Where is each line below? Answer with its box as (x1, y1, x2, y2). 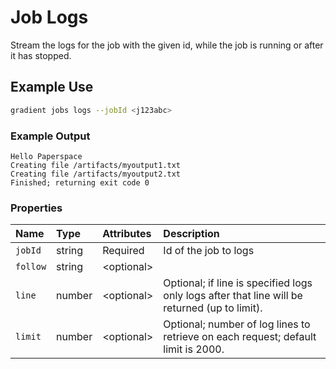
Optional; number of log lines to (163, 317, 311, 331)
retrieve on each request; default (163, 330, 317, 344)
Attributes (102, 227, 152, 241)
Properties (10, 201, 63, 215)
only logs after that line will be (163, 289, 303, 303)
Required (102, 244, 145, 258)
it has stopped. (10, 49, 72, 61)
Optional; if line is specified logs (163, 276, 313, 290)
